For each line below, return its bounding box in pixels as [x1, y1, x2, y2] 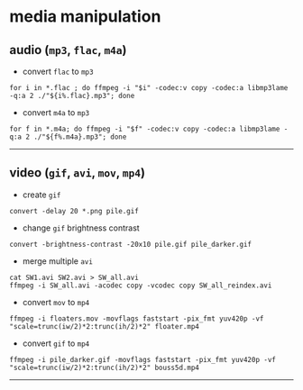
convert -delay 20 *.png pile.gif [9, 206, 140, 215]
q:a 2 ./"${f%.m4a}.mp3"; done [9, 132, 127, 141]
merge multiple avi [22, 255, 93, 267]
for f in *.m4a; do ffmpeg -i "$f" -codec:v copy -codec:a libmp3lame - [9, 124, 289, 133]
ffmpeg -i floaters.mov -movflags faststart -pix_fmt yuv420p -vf [9, 313, 264, 323]
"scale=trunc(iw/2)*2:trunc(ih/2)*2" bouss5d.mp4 [9, 363, 200, 372]
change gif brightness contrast [22, 222, 140, 233]
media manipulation [9, 6, 161, 27]
